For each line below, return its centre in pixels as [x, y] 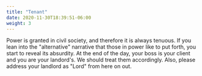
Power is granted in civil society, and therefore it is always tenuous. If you [99, 41]
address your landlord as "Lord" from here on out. [69, 66]
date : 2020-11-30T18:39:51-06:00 [49, 18]
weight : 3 [19, 23]
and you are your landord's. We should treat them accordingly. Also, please [101, 60]
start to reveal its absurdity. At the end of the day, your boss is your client [98, 54]
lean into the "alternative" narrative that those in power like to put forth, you [101, 47]
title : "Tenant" [27, 12]
